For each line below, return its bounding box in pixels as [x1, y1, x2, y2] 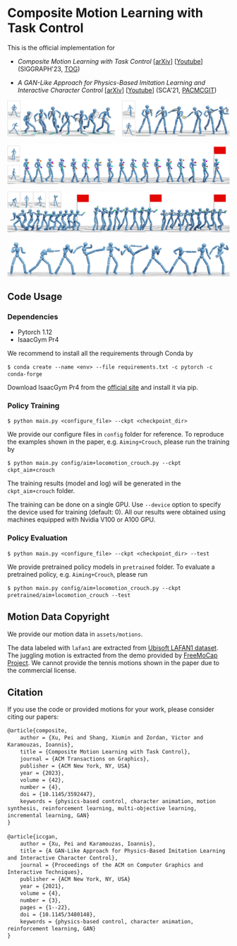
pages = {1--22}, [20, 904, 71, 911]
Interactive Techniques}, [7, 869, 83, 876]
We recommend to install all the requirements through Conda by [7, 349, 193, 358]
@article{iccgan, [7, 833, 59, 841]
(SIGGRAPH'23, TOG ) [17, 64, 80, 73]
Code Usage [7, 290, 63, 302]
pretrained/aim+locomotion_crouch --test [7, 592, 131, 599]
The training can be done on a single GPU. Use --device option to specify [7, 500, 221, 509]
